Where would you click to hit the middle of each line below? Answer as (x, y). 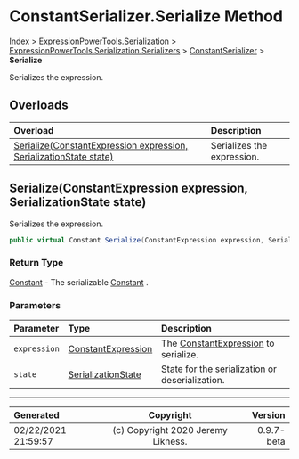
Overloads (39, 106)
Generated (36, 415)
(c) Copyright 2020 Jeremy (170, 430)
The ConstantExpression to (218, 343)
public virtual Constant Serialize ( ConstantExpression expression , (137, 240)
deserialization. (193, 381)
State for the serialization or (219, 369)
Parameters (35, 305)
